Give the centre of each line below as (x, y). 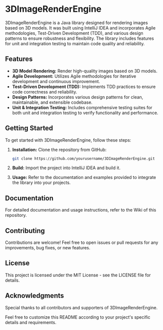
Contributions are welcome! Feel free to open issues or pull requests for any (82, 242)
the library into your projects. (41, 182)
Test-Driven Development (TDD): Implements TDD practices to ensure (84, 87)
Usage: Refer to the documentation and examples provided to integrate (84, 178)
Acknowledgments (35, 296)
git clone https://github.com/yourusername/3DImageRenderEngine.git (83, 158)
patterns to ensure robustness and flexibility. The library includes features (80, 38)
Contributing (25, 230)
